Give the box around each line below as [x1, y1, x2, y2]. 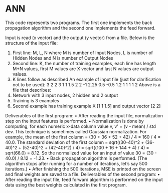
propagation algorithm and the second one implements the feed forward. [5, 25, 156, 31]
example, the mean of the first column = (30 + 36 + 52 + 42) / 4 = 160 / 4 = [5, 134, 161, 140]
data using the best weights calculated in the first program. [5, 181, 127, 188]
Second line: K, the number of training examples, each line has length [12, 60, 156, 66]
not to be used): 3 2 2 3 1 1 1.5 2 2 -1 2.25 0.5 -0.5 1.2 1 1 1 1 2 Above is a [12, 81, 160, 88]
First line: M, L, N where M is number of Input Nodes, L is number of [12, 50, 153, 56]
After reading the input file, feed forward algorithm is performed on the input [5, 176, 163, 182]
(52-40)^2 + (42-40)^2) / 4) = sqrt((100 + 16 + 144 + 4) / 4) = [22, 144, 149, 150]
